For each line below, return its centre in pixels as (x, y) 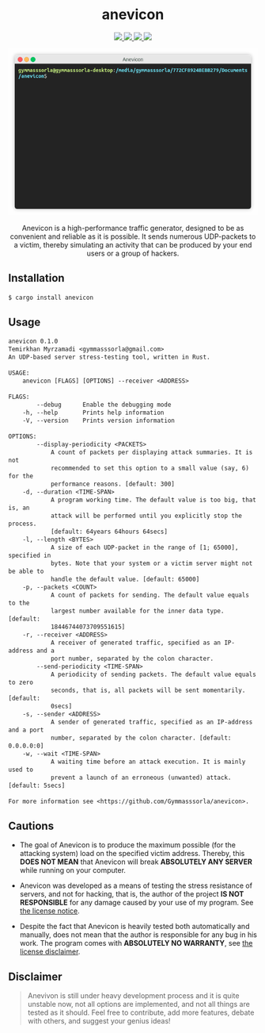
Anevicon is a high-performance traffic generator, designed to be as (133, 228)
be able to (26, 572)
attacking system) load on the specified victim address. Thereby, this (132, 854)
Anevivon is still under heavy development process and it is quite (133, 996)
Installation (36, 278)
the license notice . (50, 911)
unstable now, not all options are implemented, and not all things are (139, 1004)
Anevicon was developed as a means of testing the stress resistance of (136, 885)
